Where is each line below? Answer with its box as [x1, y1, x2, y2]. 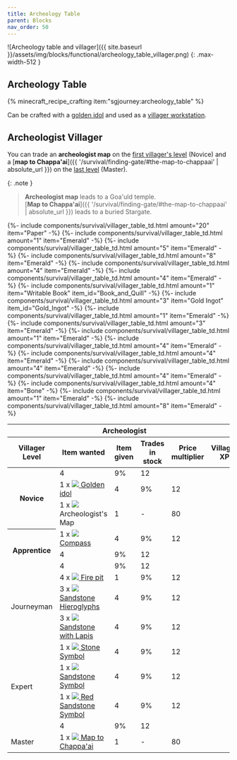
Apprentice [12, 546, 51, 556]
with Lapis [59, 631, 94, 641]
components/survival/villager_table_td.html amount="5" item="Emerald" [7, 244, 217, 252]
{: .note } [7, 179, 33, 187]
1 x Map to [59, 732, 104, 742]
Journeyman [11, 602, 53, 612]
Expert [11, 682, 33, 691]
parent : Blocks [7, 17, 52, 24]
